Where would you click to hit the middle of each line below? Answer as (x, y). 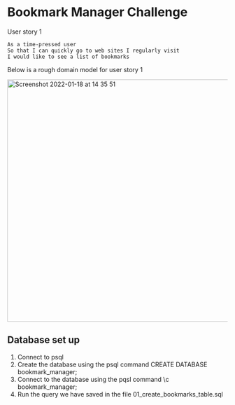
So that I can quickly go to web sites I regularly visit (93, 50)
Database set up (44, 340)
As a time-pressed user (42, 44)
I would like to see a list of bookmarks (69, 57)
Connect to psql (41, 357)
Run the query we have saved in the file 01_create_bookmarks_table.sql (120, 394)
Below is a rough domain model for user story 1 (75, 69)
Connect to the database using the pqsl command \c (93, 379)
